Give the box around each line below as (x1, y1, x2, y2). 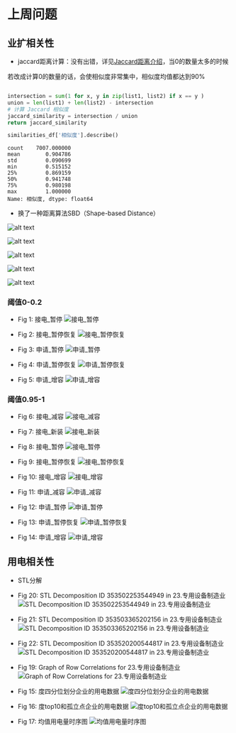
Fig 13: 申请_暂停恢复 (17, 518, 79, 526)
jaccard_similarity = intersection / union (7, 112, 138, 119)
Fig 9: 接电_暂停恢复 (17, 457, 77, 466)
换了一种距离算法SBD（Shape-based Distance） (17, 209, 159, 217)
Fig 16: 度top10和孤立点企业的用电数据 (17, 702, 129, 710)
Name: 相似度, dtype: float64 (7, 196, 94, 203)
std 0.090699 (7, 157, 72, 164)
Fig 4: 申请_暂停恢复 (17, 360, 77, 369)
